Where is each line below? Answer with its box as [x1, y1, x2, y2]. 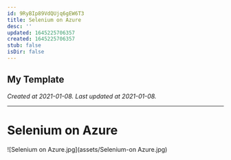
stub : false [7, 42, 41, 49]
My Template [7, 73, 65, 86]
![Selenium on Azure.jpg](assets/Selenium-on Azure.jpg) [7, 145, 168, 153]
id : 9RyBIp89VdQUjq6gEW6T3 [7, 10, 85, 17]
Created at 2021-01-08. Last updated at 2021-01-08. [7, 92, 157, 100]
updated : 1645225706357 [7, 29, 76, 36]
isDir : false [7, 49, 45, 56]
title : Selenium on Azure [7, 16, 81, 23]
